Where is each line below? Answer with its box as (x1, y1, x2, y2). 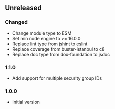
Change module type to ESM (12, 30, 72, 36)
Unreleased (5, 4, 42, 12)
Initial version (12, 99, 40, 105)
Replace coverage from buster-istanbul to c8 (12, 46, 105, 52)
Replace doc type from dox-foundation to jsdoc (12, 51, 110, 57)
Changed (5, 19, 28, 26)
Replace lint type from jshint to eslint (12, 41, 88, 47)
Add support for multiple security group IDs (12, 75, 102, 81)
